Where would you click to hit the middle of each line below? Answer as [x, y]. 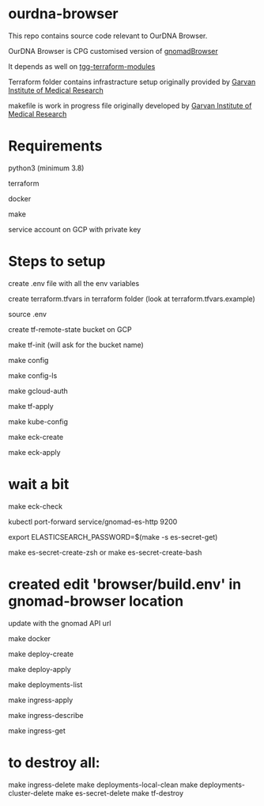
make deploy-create [41, 654]
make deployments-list [45, 684]
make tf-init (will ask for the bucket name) [76, 345]
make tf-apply [31, 406]
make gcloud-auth [38, 391]
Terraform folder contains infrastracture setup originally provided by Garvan [132, 82]
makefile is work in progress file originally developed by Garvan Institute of [130, 105]
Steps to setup [57, 262]
